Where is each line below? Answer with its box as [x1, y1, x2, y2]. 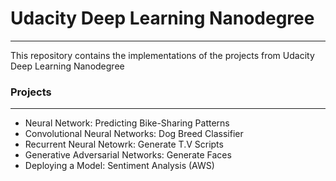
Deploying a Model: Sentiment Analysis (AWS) [24, 160, 215, 172]
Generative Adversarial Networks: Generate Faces [24, 149, 232, 161]
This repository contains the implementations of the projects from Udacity [10, 49, 315, 61]
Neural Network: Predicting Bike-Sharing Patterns [24, 117, 230, 129]
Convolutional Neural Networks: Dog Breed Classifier [24, 128, 244, 140]
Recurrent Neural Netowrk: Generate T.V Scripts [24, 138, 224, 151]
